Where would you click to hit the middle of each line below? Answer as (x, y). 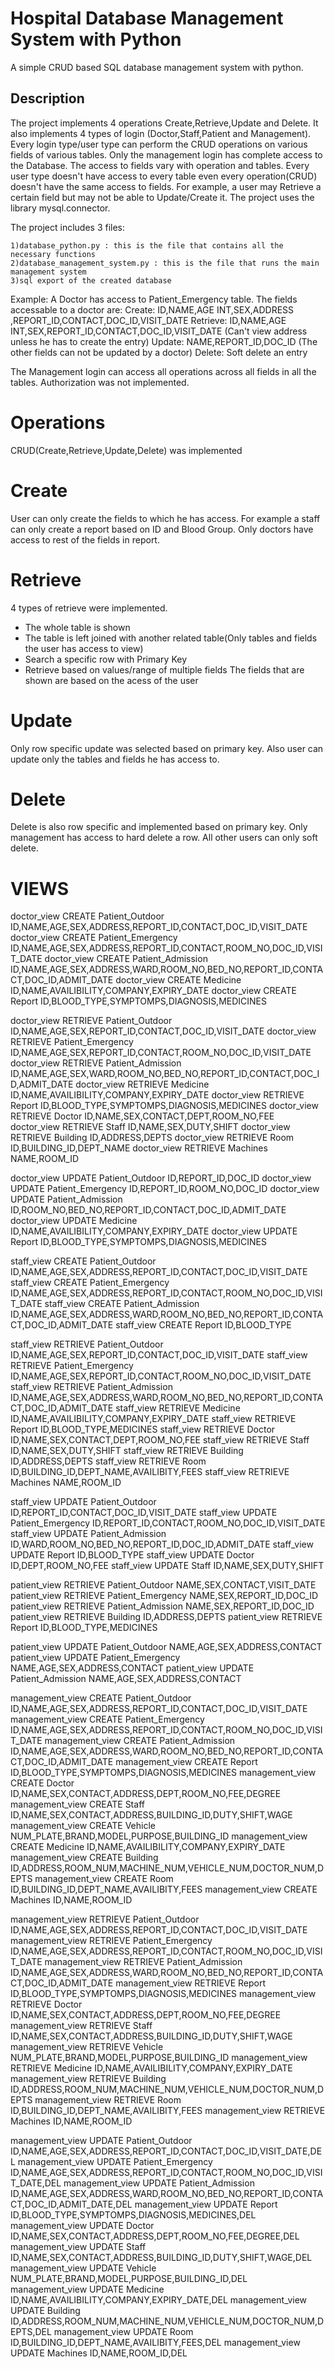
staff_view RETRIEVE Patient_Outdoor (87, 1344)
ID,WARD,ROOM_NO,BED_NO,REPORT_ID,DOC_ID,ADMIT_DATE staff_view (162, 1544)
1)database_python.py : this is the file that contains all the (147, 245)
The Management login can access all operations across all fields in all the (163, 371)
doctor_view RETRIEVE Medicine (142, 1084)
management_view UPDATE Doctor (82, 2226)
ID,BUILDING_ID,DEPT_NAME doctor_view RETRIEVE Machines (139, 1148)
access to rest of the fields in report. (85, 539)
